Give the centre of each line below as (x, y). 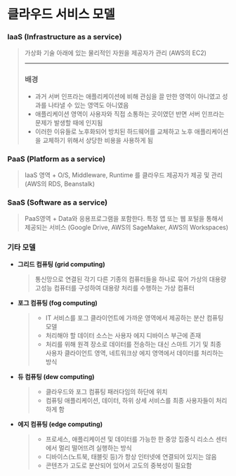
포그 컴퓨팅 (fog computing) (58, 302)
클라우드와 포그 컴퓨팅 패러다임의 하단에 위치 (106, 392)
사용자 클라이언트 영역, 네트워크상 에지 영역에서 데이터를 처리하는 (135, 353)
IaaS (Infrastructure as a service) (65, 37)
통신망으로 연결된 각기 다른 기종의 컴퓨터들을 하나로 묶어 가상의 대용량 (131, 279)
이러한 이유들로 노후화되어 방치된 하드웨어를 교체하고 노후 (114, 131)
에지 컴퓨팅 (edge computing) (60, 424)
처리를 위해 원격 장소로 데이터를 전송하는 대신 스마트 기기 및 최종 (133, 344)
